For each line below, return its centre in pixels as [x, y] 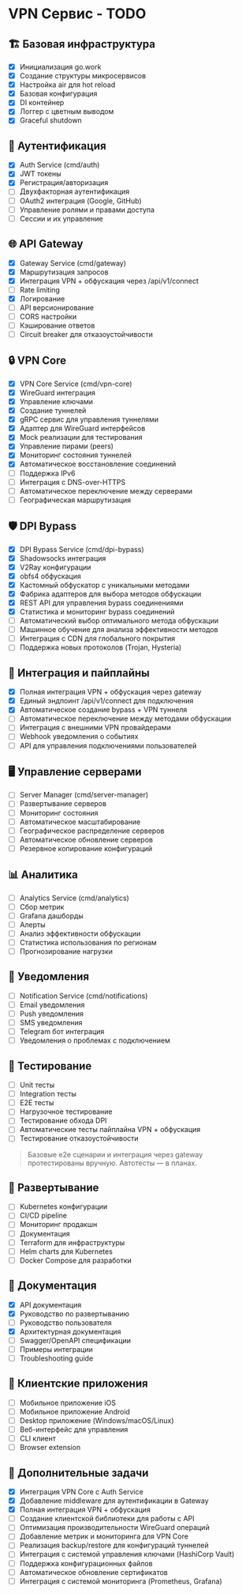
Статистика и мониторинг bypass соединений [97, 611]
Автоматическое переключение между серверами [106, 490]
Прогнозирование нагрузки [66, 951]
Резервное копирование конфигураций [86, 848]
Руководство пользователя [65, 1323]
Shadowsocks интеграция [63, 558]
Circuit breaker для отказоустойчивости [86, 334]
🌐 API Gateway [46, 244]
